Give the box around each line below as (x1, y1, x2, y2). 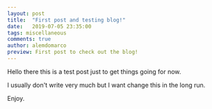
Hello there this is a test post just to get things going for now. (7, 67, 181, 76)
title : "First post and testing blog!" (7, 17, 127, 23)
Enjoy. (7, 94, 25, 102)
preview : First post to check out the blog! (7, 49, 138, 56)
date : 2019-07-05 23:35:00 (7, 23, 92, 30)
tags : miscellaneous (7, 29, 67, 37)
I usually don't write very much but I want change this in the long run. (7, 81, 206, 89)
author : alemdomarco (7, 42, 67, 49)
